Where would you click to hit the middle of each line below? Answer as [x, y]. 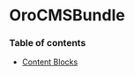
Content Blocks [50, 62]
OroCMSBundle [67, 15]
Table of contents [48, 43]
